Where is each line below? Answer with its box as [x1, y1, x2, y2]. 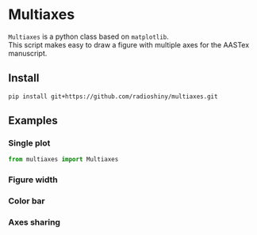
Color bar [8, 195, 45, 207]
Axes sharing [8, 217, 61, 228]
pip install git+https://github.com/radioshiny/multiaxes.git [8, 93, 218, 100]
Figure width [8, 174, 58, 185]
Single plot [8, 138, 51, 149]
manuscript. [8, 48, 48, 58]
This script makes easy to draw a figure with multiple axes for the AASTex [8, 40, 250, 49]
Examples [8, 114, 58, 127]
